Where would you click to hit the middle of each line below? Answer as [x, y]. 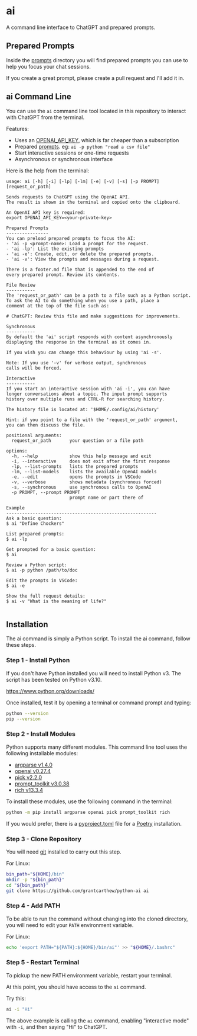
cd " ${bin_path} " [27, 885]
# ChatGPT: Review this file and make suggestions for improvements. [93, 316]
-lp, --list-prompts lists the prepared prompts [75, 466]
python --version [27, 713]
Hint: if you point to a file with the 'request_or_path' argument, [92, 420]
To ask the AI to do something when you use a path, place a [83, 300]
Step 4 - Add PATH [33, 906]
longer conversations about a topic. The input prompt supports [87, 394]
